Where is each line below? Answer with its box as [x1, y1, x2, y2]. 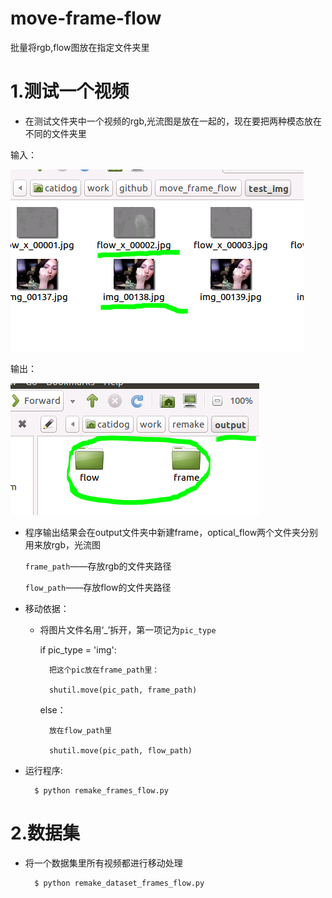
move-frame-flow [10, 7, 162, 30]
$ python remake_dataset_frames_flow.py [34, 878, 205, 888]
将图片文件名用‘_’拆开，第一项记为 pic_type [39, 623, 217, 636]
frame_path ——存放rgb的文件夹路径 [24, 560, 172, 572]
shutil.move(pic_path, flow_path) [48, 745, 193, 756]
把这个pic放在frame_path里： [48, 665, 160, 675]
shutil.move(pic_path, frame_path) [48, 685, 198, 695]
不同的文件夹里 [24, 127, 87, 139]
